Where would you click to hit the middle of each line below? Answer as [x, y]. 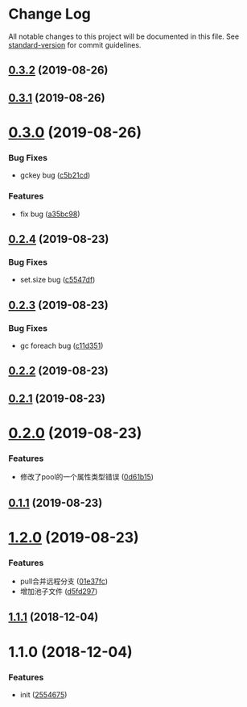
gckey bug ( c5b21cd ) [55, 175]
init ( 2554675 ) [43, 694]
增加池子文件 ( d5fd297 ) [59, 592]
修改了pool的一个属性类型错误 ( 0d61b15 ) [87, 477]
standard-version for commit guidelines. [75, 44]
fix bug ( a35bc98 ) [50, 214]
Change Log [49, 14]
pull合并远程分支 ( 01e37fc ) [64, 581]
